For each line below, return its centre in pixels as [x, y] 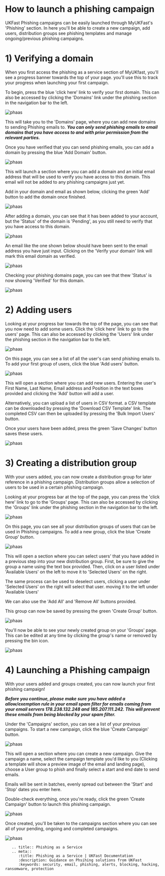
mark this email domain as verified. [41, 256]
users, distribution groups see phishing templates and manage [68, 33]
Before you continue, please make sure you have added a [65, 698]
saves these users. [24, 434]
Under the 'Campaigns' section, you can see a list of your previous [73, 724]
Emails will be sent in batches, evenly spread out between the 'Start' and [79, 784]
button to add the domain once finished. [46, 197]
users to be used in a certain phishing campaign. [55, 487]
